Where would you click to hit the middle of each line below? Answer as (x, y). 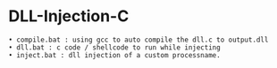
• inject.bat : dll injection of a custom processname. (114, 55)
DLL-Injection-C (69, 16)
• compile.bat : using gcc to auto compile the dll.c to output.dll (138, 40)
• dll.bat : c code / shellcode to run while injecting (114, 47)
